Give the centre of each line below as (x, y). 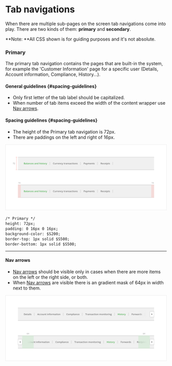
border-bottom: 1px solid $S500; (41, 244)
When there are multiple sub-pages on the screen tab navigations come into (86, 24)
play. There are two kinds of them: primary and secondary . (68, 29)
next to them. (27, 288)
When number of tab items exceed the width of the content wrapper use (89, 103)
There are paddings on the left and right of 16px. (64, 137)
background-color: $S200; (33, 234)
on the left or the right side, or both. (50, 277)
